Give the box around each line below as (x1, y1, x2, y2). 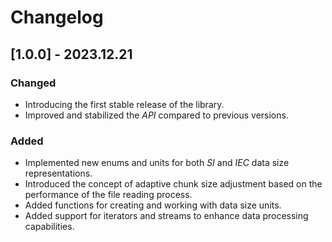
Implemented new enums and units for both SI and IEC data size (24, 157, 290, 169)
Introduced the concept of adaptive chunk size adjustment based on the (24, 178, 323, 190)
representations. (24, 167, 93, 180)
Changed (10, 76, 57, 90)
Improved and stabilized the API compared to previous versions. (24, 109, 289, 121)
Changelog (10, 6, 104, 29)
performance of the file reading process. (24, 189, 193, 201)
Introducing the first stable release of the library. (24, 98, 225, 110)
